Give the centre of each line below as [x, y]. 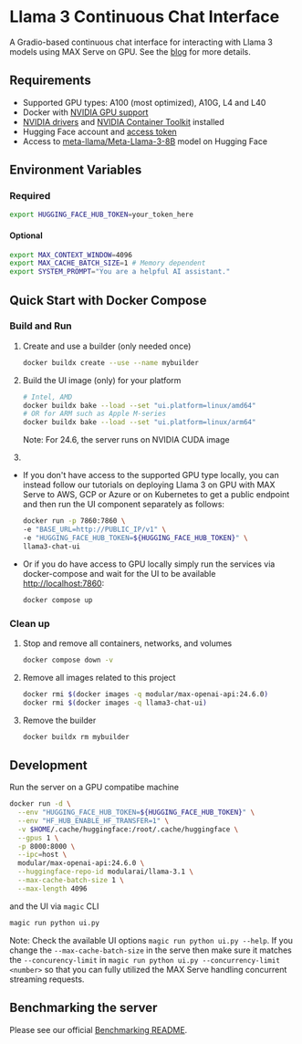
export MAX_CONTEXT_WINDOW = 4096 [71, 255]
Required [30, 196]
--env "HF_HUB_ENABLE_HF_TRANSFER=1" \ [94, 820]
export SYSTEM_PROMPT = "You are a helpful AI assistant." [120, 272]
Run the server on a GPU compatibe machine [94, 788]
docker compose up [57, 600]
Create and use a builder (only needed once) [107, 346]
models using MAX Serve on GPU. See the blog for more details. [130, 51]
